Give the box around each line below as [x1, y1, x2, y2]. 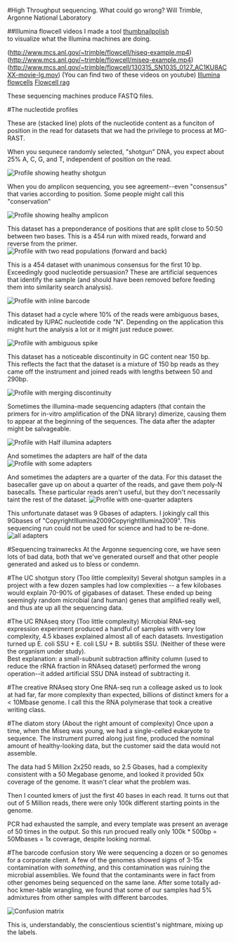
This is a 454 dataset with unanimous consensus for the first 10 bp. [7, 260, 202, 269]
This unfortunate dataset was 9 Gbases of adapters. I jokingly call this [7, 509, 209, 517]
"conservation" [7, 197, 51, 205]
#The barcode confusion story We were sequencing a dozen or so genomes [7, 848, 228, 857]
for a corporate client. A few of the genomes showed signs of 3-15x [7, 856, 203, 864]
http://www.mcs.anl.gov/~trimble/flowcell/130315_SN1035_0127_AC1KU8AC [9, 63, 227, 71]
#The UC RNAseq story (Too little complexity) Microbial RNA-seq [7, 617, 196, 625]
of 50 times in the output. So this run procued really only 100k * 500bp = [7, 827, 218, 836]
